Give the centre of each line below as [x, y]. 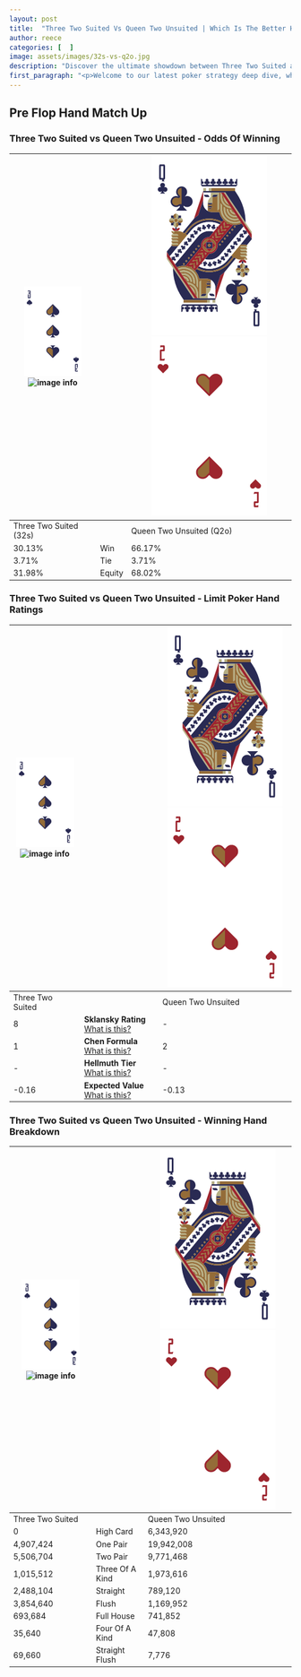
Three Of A [116, 1569]
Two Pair [112, 1556]
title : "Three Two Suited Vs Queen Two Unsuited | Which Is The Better [148, 28]
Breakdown [34, 1132]
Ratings [26, 609]
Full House [115, 1616]
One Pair [112, 1544]
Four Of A [113, 1629]
